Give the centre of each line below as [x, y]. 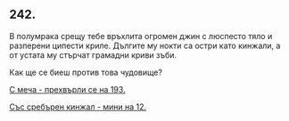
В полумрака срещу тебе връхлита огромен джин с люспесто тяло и [141, 36]
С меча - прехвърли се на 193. [68, 89]
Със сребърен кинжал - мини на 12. [78, 107]
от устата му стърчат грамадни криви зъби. [93, 55]
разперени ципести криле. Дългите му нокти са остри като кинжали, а [145, 45]
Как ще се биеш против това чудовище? [86, 72]
